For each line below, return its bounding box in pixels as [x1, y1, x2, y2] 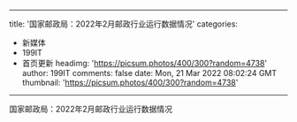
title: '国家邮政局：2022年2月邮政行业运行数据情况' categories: [9, 19, 239, 29]
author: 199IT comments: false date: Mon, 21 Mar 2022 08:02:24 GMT [21, 68, 278, 78]
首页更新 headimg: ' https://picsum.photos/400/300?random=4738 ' [21, 58, 268, 68]
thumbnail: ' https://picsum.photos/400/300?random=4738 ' [21, 77, 239, 88]
